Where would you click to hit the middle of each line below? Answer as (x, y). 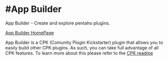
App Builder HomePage (30, 32)
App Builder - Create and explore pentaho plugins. (58, 23)
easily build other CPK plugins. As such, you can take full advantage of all (82, 47)
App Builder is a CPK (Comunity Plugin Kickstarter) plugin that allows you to (84, 42)
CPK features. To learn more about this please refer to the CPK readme (79, 53)
